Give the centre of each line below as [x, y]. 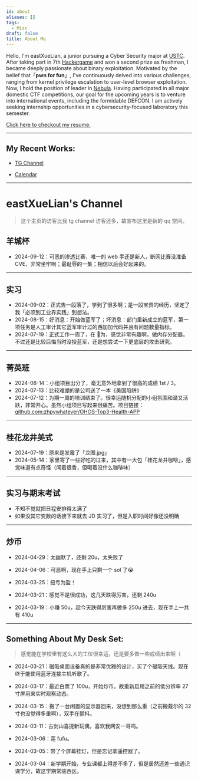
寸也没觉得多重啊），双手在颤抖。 [55, 713]
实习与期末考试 [33, 493]
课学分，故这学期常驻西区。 [48, 771]
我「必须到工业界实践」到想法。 [53, 312]
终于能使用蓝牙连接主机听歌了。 [53, 674]
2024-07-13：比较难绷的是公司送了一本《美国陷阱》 [78, 390]
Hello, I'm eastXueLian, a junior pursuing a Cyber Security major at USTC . [95, 56]
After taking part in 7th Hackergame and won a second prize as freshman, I [97, 62]
